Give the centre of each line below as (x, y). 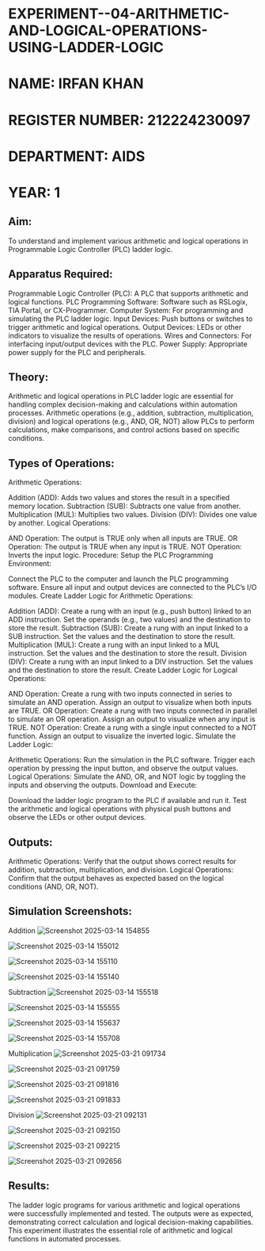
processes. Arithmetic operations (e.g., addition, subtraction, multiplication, (131, 413)
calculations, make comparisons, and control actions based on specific (124, 430)
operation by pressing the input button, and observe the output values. (123, 768)
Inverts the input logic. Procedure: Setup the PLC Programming (111, 555)
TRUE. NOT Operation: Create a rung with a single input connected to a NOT (132, 728)
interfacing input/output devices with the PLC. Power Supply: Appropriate (128, 344)
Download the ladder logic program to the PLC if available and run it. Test (127, 801)
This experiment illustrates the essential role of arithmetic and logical (121, 1230)
